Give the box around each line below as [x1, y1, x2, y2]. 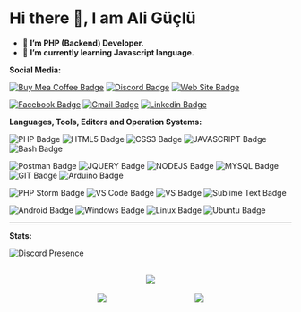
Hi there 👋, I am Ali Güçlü [9, 8, 196, 29]
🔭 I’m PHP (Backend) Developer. [21, 38, 144, 48]
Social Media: [9, 64, 61, 75]
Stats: [9, 230, 33, 240]
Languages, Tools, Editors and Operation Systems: [9, 116, 202, 127]
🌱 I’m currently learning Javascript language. [21, 46, 195, 57]
